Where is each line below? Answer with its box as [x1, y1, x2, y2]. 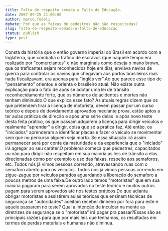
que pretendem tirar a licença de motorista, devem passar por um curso [5, 102, 154, 108]
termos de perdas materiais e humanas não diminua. [5, 219, 114, 226]
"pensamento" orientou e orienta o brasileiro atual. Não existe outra [5, 81, 145, 87]
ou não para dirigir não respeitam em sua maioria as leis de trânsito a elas [5, 150, 158, 156]
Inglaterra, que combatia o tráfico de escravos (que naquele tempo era [5, 54, 152, 60]
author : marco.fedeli [5, 17, 51, 22]
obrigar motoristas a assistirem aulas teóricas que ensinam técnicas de [5, 193, 152, 199]
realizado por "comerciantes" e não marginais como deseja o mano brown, [5, 60, 160, 66]
